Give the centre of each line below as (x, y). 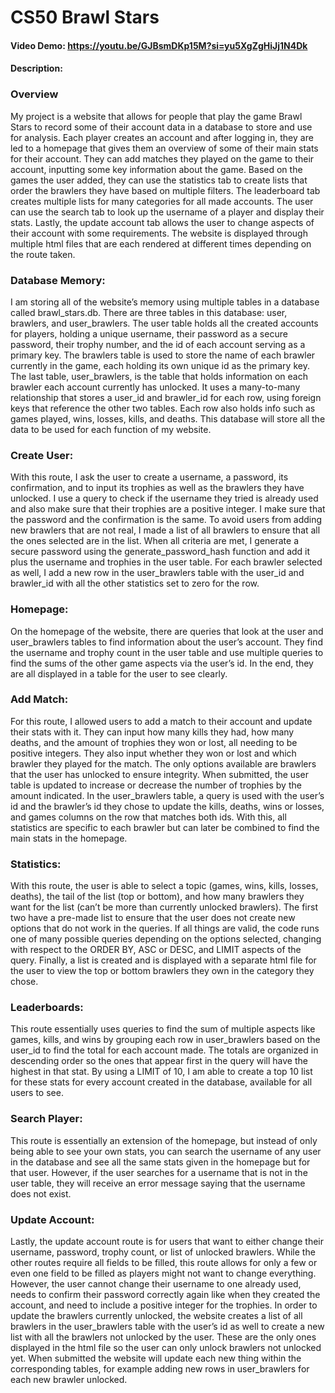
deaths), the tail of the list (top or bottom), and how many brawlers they (157, 897)
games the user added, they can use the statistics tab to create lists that (159, 180)
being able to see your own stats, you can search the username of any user (166, 1151)
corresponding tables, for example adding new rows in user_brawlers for (160, 1369)
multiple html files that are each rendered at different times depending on (161, 243)
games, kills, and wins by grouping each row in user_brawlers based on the (165, 1040)
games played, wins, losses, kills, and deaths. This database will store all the (168, 418)
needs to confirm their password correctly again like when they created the (165, 1295)
